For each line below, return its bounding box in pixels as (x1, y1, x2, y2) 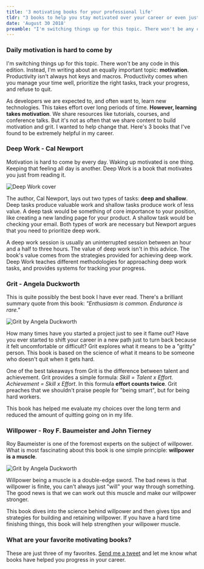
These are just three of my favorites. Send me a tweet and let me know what (6, 550, 197, 557)
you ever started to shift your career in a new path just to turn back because (6, 336, 197, 343)
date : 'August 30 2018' (6, 20, 67, 26)
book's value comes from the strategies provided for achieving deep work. (6, 251, 193, 258)
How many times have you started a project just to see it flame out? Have (6, 330, 189, 337)
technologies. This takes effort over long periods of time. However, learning (6, 104, 197, 111)
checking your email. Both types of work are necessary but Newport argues (6, 220, 196, 227)
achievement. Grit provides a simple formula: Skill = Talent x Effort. (6, 374, 174, 381)
